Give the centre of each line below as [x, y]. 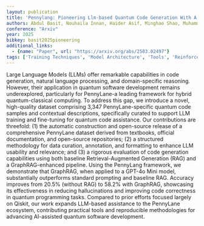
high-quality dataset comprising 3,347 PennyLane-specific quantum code [99, 106]
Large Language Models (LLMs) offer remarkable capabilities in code [93, 74]
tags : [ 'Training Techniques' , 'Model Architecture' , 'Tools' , [88, 57]
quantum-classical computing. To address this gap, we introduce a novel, [98, 100]
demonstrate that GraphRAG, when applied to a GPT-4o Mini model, [91, 171]
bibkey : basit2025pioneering [43, 40]
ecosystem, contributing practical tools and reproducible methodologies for [101, 210]
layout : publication [32, 12]
